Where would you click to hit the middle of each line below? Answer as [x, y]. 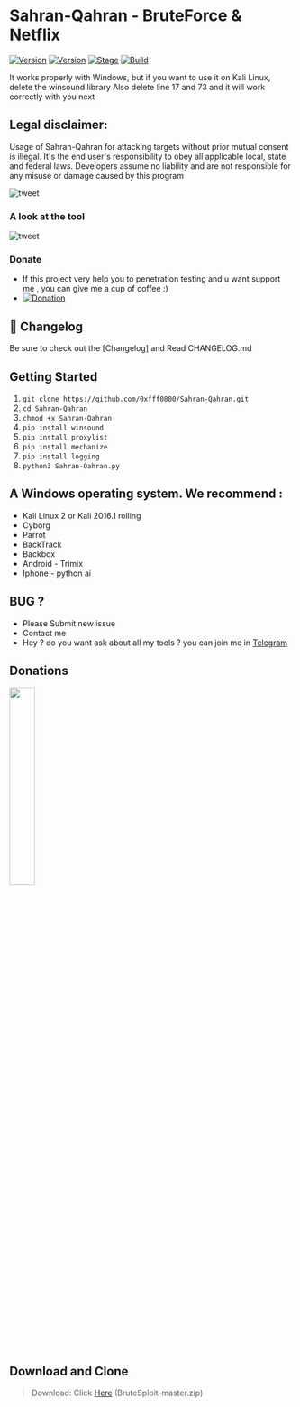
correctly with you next [52, 97]
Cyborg [36, 525]
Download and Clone [69, 1371]
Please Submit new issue [68, 623]
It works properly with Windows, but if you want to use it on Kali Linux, [140, 77]
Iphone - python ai [57, 573]
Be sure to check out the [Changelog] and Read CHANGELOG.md [131, 348]
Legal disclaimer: [59, 125]
